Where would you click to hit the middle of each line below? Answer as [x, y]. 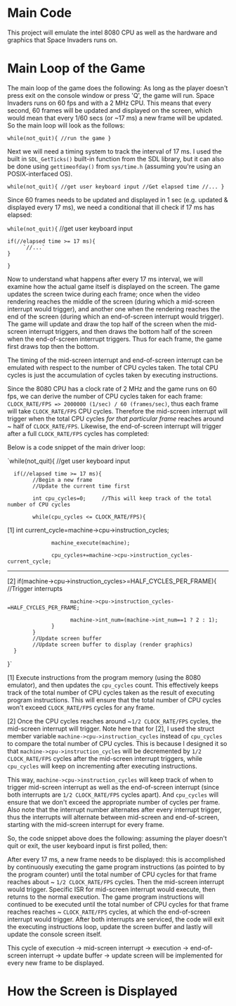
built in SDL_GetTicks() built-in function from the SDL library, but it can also [116, 159]
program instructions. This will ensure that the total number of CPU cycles [114, 700]
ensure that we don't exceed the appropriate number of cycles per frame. [114, 802]
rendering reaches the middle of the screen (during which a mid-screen [111, 302]
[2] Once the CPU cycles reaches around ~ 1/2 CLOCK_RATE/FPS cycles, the [114, 721]
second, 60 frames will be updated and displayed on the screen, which [110, 110]
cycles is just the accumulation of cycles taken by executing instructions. [113, 375]
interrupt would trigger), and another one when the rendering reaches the [114, 309]
